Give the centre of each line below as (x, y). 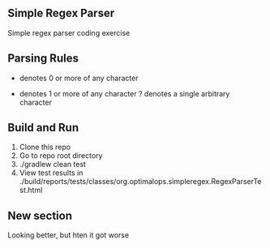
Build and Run (43, 128)
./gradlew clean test (53, 165)
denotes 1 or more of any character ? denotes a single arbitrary (124, 93)
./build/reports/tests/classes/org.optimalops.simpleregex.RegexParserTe (140, 182)
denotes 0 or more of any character (79, 78)
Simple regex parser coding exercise (69, 32)
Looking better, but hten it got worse (69, 235)
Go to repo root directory (61, 156)
